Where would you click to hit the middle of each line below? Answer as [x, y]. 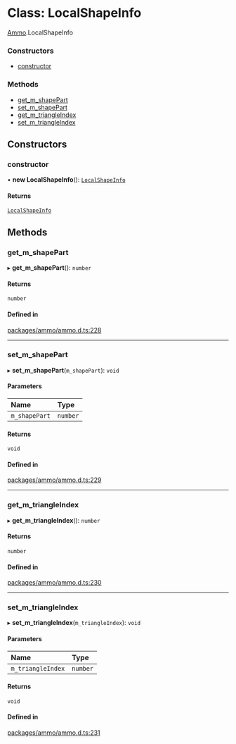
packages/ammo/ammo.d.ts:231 [54, 733]
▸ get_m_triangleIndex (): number [54, 520]
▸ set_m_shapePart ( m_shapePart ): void [63, 370]
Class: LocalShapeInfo [74, 13]
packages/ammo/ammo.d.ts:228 [54, 330]
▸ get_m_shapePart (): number [49, 268]
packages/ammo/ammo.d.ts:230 [54, 583]
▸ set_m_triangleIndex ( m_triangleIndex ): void [74, 623]
